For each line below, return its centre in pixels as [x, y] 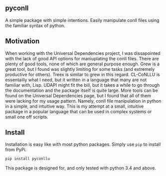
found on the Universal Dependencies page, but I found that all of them [78, 95]
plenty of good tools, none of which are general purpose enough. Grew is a [83, 64]
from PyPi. [16, 150]
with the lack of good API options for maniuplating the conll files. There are [82, 58]
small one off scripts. [27, 117]
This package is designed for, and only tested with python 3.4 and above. [81, 168]
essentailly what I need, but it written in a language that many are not [76, 80]
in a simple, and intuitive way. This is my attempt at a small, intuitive [75, 106]
